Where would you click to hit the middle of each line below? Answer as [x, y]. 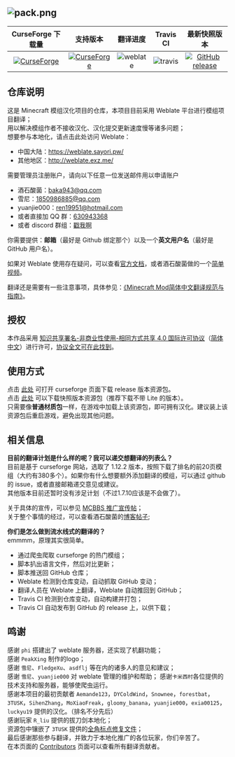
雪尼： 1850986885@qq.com [59, 199]
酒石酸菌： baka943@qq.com [59, 190]
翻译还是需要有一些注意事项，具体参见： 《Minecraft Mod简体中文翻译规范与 [116, 287]
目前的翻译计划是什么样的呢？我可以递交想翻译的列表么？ [90, 458]
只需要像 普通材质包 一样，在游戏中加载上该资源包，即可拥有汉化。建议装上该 [117, 407]
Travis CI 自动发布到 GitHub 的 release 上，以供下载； [95, 608]
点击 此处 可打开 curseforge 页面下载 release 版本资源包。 [91, 389]
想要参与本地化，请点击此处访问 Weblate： [69, 137]
